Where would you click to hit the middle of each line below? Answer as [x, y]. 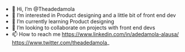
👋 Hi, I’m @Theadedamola [43, 9]
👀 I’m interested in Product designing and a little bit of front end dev [94, 15]
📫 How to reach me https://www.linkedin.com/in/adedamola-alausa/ [95, 34]
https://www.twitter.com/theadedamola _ [61, 43]
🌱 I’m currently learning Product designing [63, 21]
